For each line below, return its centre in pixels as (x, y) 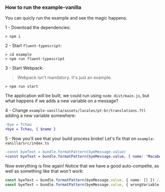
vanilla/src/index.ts (27, 143)
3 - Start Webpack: (24, 68)
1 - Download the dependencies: (38, 27)
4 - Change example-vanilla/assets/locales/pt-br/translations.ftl (76, 110)
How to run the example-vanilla (43, 7)
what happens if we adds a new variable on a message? (62, 101)
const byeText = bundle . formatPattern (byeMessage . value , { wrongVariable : (83, 185)
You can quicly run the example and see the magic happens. (66, 18)
